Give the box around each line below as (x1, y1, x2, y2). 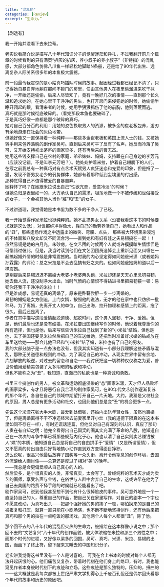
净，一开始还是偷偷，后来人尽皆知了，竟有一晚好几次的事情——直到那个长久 (5, 92, 159, 98)
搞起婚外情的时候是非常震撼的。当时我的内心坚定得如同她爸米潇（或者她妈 (9, 254, 159, 259)
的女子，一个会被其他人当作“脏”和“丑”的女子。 (5, 196, 99, 202)
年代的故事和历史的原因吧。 (9, 577, 65, 583)
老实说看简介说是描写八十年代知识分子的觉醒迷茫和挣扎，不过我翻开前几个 (5, 51, 155, 57)
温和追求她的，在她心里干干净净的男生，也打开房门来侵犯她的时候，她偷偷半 (5, 98, 159, 104)
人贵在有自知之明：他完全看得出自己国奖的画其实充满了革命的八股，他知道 (5, 427, 155, 433)
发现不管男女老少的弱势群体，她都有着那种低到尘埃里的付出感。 (13, 172, 142, 178)
